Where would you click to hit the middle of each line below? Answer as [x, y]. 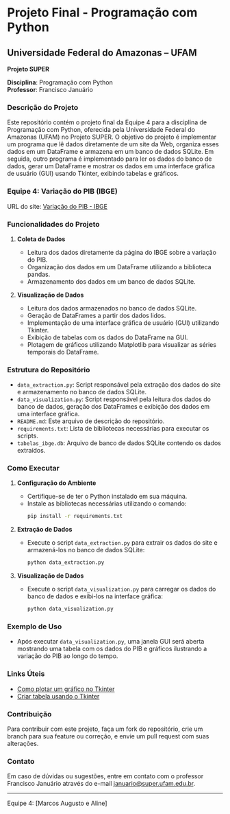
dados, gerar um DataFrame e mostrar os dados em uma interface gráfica [111, 166]
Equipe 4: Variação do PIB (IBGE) [62, 192]
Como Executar [33, 468]
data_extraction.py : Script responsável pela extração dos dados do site [119, 385]
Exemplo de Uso [35, 626]
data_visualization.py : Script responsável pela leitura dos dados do [114, 399]
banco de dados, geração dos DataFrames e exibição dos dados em [113, 407]
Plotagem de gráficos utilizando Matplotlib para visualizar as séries [122, 344]
